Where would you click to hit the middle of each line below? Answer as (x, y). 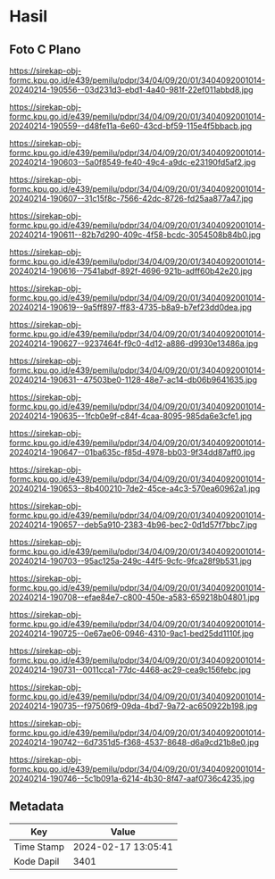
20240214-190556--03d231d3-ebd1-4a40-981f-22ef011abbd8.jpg (131, 90)
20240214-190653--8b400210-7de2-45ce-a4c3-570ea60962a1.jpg (135, 489)
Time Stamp (39, 847)
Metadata (37, 806)
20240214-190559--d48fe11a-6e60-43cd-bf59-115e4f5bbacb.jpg (131, 126)
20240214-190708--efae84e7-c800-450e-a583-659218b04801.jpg (134, 597)
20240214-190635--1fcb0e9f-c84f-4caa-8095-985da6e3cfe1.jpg (131, 416)
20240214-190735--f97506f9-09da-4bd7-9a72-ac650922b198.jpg (133, 706)
